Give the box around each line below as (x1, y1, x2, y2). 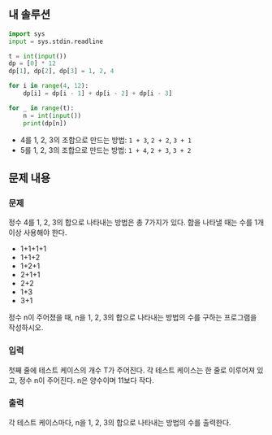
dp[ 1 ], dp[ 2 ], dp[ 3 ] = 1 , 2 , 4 (8, 67, 114, 76)
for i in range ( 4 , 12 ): (8, 82, 89, 90)
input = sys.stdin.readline (8, 37, 104, 46)
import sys (8, 29, 45, 38)
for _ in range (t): (8, 104, 75, 112)
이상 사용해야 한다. (8, 228, 67, 237)
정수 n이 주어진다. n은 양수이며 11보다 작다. (19, 375, 154, 385)
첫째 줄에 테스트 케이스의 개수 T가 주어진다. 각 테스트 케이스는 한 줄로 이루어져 (8, 365, 256, 375)
